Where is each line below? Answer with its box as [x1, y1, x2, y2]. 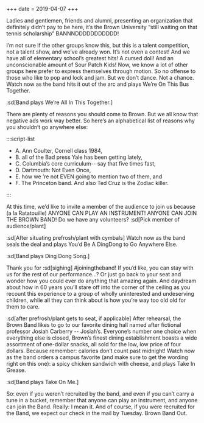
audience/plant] [6, 222, 46, 229]
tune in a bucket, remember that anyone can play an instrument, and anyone [6, 397, 198, 404]
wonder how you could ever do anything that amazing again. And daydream [6, 277, 197, 284]
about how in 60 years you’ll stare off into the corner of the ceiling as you [6, 284, 191, 291]
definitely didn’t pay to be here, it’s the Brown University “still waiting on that [6, 24, 198, 30]
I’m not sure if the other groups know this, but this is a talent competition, [6, 42, 190, 49]
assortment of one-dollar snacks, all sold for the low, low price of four [6, 341, 181, 348]
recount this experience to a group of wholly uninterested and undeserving [6, 290, 195, 297]
